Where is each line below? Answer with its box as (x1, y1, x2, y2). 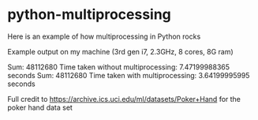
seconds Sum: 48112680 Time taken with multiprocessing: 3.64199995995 (7, 70, 250, 80)
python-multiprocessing (7, 6, 171, 24)
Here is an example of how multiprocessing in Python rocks (7, 32, 201, 41)
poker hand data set (7, 103, 73, 112)
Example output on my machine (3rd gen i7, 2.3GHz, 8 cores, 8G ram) (7, 47, 234, 56)
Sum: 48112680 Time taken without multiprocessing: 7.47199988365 (7, 62, 230, 72)
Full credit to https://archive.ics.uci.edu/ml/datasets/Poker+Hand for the (7, 94, 241, 103)
